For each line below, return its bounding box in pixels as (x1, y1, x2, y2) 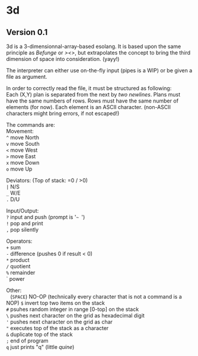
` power (6, 275, 25, 282)
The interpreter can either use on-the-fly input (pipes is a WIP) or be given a (6, 67, 193, 74)
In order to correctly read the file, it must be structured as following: (6, 85, 172, 92)
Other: (6, 287, 22, 294)
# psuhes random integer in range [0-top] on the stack (6, 306, 139, 313)
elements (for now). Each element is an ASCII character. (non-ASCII (6, 104, 171, 110)
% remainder (6, 269, 36, 276)
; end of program (6, 337, 49, 344)
